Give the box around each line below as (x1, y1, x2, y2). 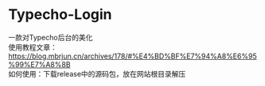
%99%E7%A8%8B (8, 59, 71, 69)
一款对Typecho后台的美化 (8, 32, 93, 42)
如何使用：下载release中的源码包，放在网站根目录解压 (8, 69, 186, 78)
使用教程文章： (8, 42, 57, 52)
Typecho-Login (8, 6, 113, 24)
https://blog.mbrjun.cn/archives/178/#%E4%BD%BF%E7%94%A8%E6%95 (8, 51, 257, 61)
